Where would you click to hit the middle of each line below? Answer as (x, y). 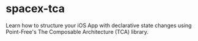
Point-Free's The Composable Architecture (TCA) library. (77, 31)
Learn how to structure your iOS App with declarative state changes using (99, 25)
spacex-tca (35, 9)
